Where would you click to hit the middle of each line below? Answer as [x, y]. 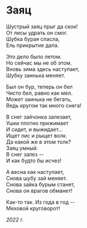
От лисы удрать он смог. [37, 32]
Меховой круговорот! [33, 208]
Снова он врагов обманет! [39, 190]
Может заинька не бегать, [39, 99]
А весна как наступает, [35, 172]
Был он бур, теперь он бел [39, 86]
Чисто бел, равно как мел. [39, 93]
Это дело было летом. [34, 56]
